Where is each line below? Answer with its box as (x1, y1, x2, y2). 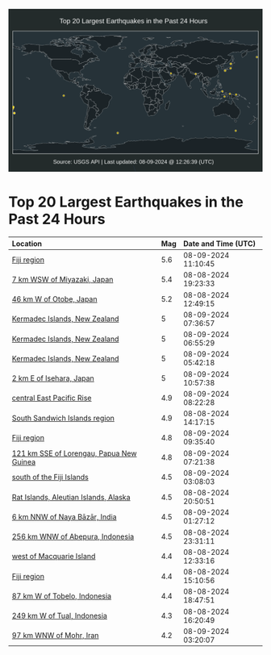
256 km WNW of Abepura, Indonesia (11, 532, 135, 541)
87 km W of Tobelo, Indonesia (11, 590, 111, 601)
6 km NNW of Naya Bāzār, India (11, 511, 117, 521)
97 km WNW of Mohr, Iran (11, 631, 99, 640)
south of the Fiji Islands (11, 473, 89, 482)
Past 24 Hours (8, 210, 106, 228)
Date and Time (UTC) (183, 239, 256, 248)
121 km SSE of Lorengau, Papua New (11, 448, 137, 458)
